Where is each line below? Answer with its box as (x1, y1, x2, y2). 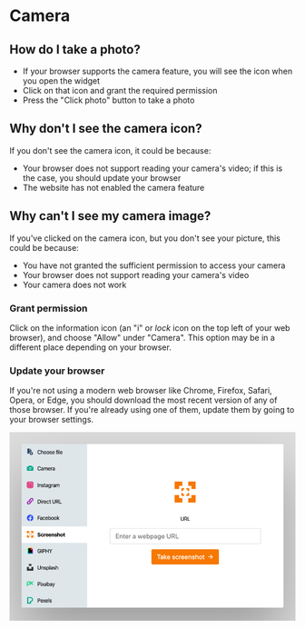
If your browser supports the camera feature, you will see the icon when (22, 65, 293, 76)
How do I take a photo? (9, 42, 141, 57)
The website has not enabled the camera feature (22, 182, 205, 193)
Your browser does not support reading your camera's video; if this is (22, 163, 283, 174)
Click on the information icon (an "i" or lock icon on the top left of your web (9, 322, 290, 333)
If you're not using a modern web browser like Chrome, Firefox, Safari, (9, 385, 272, 396)
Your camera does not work (22, 279, 127, 290)
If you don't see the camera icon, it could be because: (9, 145, 212, 155)
